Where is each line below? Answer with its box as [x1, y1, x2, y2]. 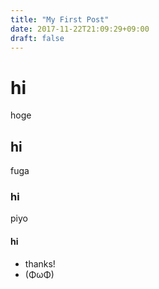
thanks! [24, 257, 56, 270]
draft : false [10, 33, 65, 43]
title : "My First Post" [10, 14, 110, 25]
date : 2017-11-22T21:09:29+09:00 [10, 24, 150, 34]
